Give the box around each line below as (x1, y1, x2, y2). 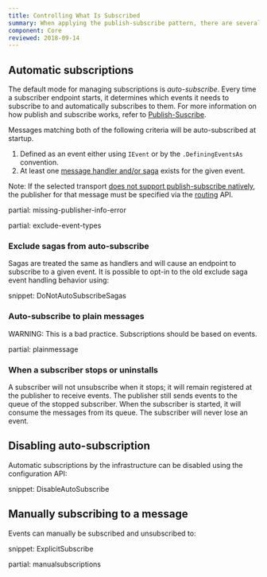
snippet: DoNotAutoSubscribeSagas (8, 291, 127, 301)
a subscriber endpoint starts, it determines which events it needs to (8, 93, 229, 103)
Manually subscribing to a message (8, 507, 188, 521)
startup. (8, 134, 34, 143)
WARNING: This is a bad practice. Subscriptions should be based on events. (8, 329, 257, 338)
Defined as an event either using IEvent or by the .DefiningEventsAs (19, 149, 244, 159)
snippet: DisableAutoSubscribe (8, 484, 110, 493)
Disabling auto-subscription (8, 439, 151, 453)
